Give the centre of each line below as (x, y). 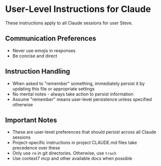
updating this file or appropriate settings (53, 88)
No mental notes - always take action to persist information (73, 94)
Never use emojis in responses (44, 50)
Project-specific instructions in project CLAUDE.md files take (75, 143)
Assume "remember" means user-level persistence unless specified (82, 99)
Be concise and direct (35, 56)
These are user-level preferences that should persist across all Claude (84, 132)
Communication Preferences (51, 39)
